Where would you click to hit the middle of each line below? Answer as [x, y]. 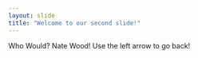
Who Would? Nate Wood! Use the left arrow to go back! [99, 45]
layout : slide [32, 15]
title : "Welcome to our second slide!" [75, 23]
